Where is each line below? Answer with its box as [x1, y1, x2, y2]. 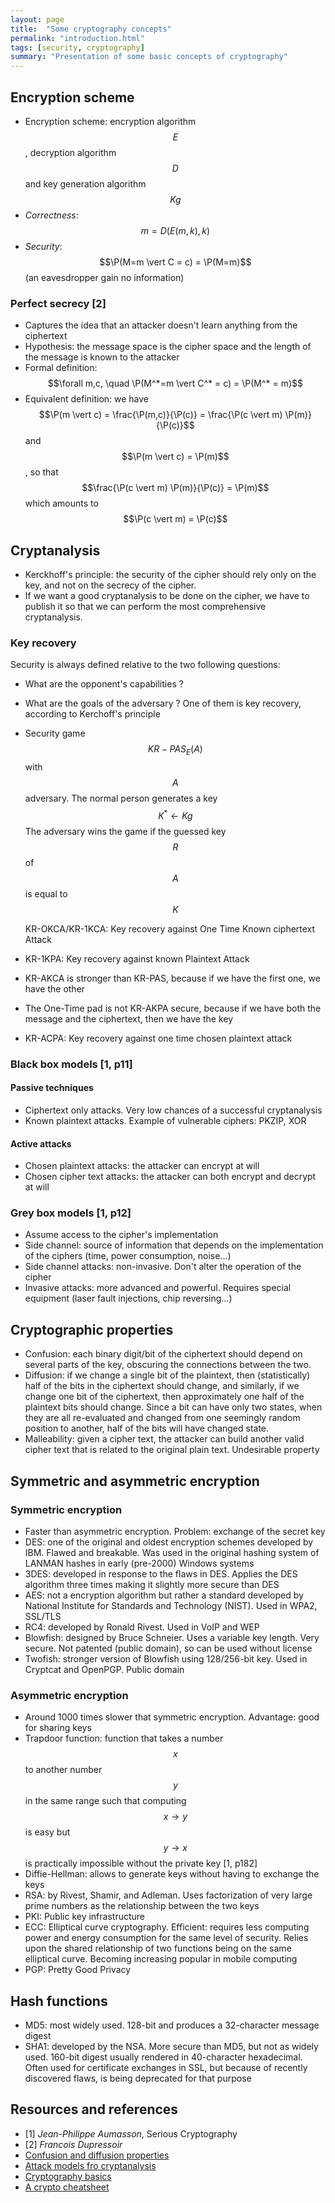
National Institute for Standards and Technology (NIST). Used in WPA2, [24, 1599, 318, 1611]
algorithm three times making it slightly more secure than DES [24, 1578, 280, 1590]
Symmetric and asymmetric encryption [10, 1472, 260, 1490]
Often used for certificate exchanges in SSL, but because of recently [24, 2062, 308, 2074]
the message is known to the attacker [24, 351, 180, 363]
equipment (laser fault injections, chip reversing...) [24, 1292, 233, 1305]
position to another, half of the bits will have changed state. [24, 1422, 270, 1435]
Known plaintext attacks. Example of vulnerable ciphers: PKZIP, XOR [24, 1114, 307, 1126]
